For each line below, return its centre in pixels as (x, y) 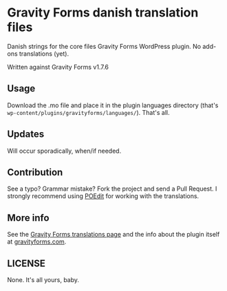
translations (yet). (44, 54)
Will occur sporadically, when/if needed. (64, 151)
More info (28, 218)
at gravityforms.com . (37, 241)
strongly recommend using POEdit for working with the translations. (103, 196)
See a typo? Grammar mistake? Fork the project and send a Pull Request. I (112, 189)
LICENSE (26, 263)
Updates (26, 134)
